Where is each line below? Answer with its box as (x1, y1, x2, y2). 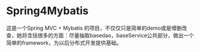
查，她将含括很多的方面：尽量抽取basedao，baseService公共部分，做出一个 (6, 31, 195, 39)
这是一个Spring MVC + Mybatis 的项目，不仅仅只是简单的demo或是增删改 (6, 24, 187, 31)
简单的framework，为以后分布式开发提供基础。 (6, 39, 122, 46)
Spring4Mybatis (6, 4, 89, 18)
